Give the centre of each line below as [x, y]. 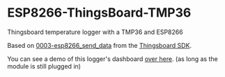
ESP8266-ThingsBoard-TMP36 [99, 13]
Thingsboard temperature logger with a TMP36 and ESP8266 [95, 32]
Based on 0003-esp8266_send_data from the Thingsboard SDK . [100, 45]
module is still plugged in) [44, 66]
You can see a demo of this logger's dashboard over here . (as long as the [113, 59]
